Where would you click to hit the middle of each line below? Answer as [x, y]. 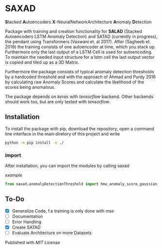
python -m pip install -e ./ [34, 143]
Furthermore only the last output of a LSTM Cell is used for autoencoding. [79, 52]
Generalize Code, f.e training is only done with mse [63, 211]
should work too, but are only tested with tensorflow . [58, 101]
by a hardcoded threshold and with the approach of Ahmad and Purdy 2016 [81, 77]
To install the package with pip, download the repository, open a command [80, 129]
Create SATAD [26, 227]
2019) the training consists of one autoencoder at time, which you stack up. [81, 47]
